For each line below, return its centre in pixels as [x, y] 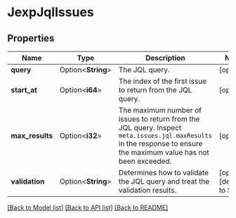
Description [165, 58]
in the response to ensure [160, 143]
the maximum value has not [164, 152]
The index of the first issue [163, 81]
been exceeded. [145, 161]
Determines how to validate [164, 173]
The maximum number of [160, 110]
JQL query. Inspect [150, 128]
